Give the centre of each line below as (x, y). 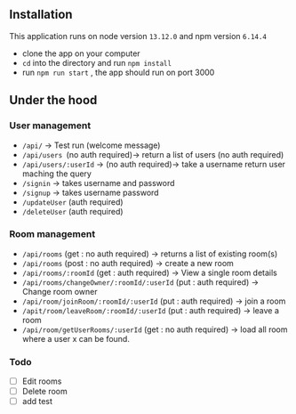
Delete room (45, 392)
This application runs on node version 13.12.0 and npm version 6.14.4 (138, 36)
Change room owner (60, 291)
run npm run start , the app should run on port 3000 (118, 72)
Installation (41, 15)
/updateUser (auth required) (72, 202)
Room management (52, 234)
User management (50, 126)
